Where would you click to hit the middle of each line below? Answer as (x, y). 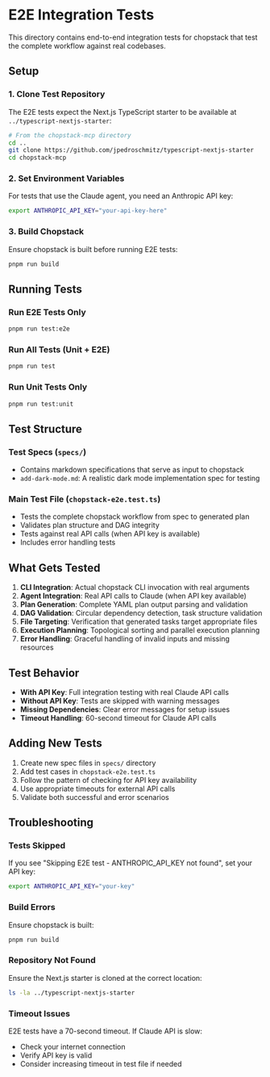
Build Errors (32, 907)
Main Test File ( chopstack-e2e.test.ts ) (85, 499)
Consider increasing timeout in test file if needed (101, 1064)
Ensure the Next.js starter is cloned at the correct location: (106, 978)
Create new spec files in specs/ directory (88, 763)
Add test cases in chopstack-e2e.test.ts (87, 771)
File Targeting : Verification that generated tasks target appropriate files (139, 622)
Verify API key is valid (56, 1055)
